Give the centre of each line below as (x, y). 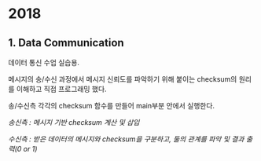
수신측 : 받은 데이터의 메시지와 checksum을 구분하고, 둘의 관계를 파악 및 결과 (126, 139)
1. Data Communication (66, 43)
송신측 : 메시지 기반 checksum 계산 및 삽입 (74, 122)
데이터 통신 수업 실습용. (44, 62)
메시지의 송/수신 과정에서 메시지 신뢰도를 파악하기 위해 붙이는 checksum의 (123, 79)
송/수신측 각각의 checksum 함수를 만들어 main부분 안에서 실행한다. (111, 106)
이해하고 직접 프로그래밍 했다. (62, 89)
